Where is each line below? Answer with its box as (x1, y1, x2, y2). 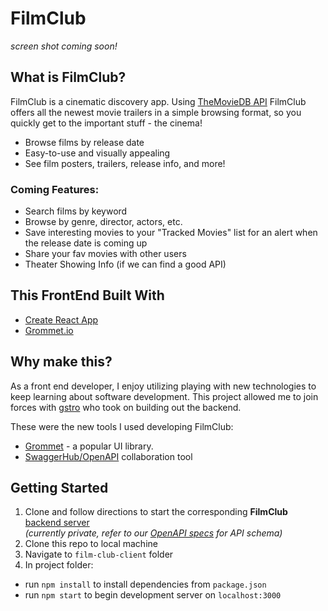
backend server (24, 517, 90, 529)
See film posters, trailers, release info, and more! (24, 157, 226, 169)
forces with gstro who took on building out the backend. (10, 401, 242, 413)
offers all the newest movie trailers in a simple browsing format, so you (10, 106, 302, 118)
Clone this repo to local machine (24, 538, 158, 550)
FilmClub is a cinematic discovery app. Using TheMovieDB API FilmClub (10, 95, 307, 107)
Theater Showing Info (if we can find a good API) (24, 258, 227, 271)
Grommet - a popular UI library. (24, 440, 154, 452)
